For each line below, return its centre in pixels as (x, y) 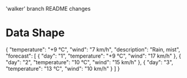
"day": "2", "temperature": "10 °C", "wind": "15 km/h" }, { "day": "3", (89, 62)
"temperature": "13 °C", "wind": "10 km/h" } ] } (63, 68)
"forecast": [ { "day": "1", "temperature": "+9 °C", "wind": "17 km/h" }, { (93, 56)
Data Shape (35, 33)
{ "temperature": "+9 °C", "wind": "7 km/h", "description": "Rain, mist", (93, 49)
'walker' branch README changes (48, 9)
